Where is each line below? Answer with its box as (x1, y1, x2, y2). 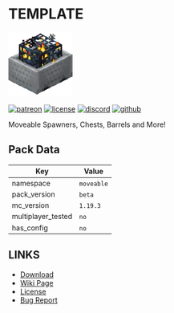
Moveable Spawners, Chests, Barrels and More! (8, 120, 166, 129)
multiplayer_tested (11, 212, 73, 222)
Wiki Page (19, 278, 54, 287)
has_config (11, 222, 48, 233)
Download (19, 270, 55, 279)
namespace (11, 178, 51, 188)
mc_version (11, 201, 50, 209)
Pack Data (8, 143, 60, 156)
